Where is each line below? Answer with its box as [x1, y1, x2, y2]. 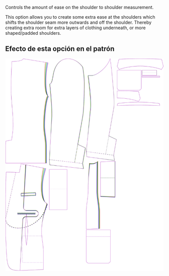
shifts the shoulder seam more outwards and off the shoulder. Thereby [5, 20, 152, 25]
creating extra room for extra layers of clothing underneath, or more [5, 25, 146, 31]
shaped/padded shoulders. [5, 30, 61, 36]
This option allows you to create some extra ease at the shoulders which [5, 14, 155, 20]
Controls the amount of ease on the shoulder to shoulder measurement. [5, 5, 154, 10]
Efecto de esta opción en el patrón [5, 45, 115, 53]
